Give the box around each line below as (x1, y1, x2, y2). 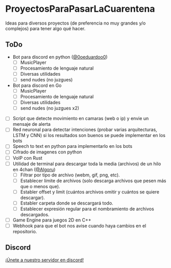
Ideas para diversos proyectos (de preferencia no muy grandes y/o (5, 20, 146, 26)
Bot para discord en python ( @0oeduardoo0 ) (12, 54, 108, 60)
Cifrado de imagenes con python (12, 149, 82, 155)
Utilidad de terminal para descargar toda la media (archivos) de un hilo (12, 161, 161, 167)
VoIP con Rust (12, 154, 42, 161)
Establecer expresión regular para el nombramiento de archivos (20, 206, 154, 212)
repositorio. (12, 229, 37, 235)
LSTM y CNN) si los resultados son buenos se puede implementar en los (12, 132, 166, 139)
